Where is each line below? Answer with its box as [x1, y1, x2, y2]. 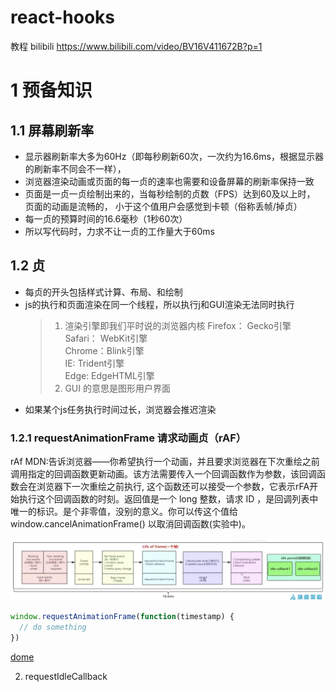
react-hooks [10, 6, 115, 29]
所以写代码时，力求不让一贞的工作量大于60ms [24, 225, 215, 237]
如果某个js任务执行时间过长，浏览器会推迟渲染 [24, 403, 217, 415]
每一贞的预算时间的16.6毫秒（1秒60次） [24, 212, 188, 225]
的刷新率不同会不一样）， [24, 162, 127, 175]
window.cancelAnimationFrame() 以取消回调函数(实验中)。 [10, 518, 251, 530]
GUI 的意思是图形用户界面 [64, 382, 171, 394]
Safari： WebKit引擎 [64, 332, 148, 344]
